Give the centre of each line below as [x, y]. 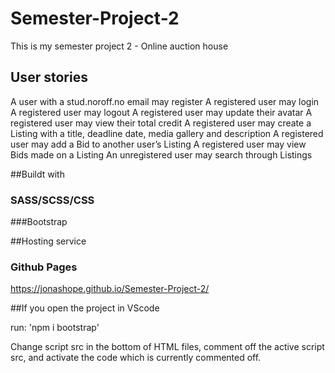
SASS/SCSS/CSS [52, 200]
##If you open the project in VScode [85, 308]
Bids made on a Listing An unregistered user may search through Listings [161, 154]
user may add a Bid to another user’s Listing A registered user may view [158, 144]
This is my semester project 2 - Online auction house [119, 46]
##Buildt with [37, 174]
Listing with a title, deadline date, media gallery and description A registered [167, 133]
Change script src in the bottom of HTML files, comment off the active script [167, 347]
